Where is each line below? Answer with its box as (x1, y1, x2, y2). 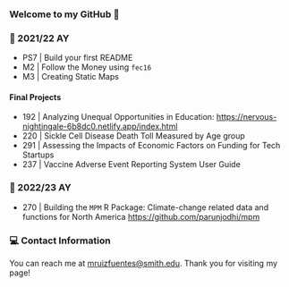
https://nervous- (216, 112, 277, 122)
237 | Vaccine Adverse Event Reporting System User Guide (21, 159, 242, 170)
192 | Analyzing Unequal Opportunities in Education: (21, 112, 215, 122)
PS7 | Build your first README (21, 53, 133, 63)
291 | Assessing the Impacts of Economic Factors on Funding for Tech (21, 140, 281, 151)
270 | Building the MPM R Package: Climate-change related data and (21, 201, 269, 213)
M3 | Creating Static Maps (21, 72, 119, 82)
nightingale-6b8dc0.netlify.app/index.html (21, 121, 178, 132)
